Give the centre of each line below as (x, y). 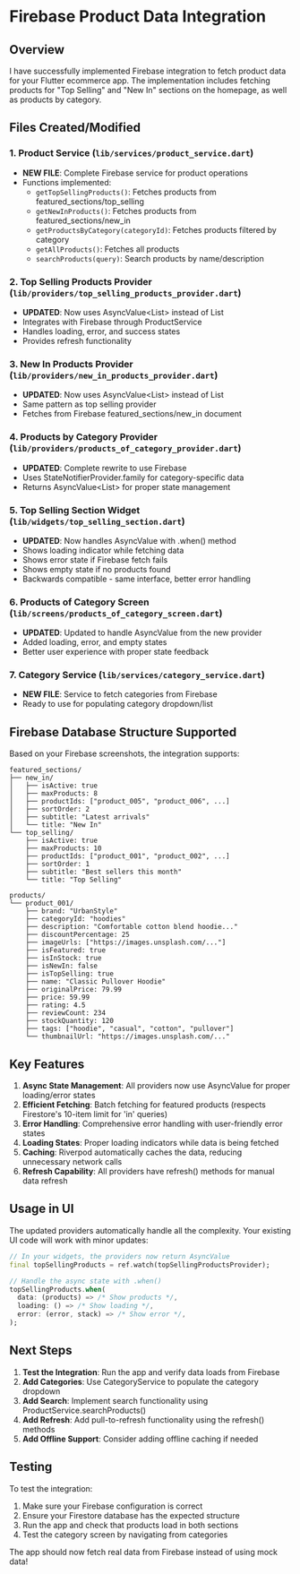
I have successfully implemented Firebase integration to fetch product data (148, 71)
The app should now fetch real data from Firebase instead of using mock (144, 1552)
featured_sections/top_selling (90, 201)
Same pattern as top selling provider (89, 404)
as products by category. (56, 99)
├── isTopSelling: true (70, 974)
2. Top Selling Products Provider (81, 281)
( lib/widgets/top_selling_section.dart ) (97, 521)
